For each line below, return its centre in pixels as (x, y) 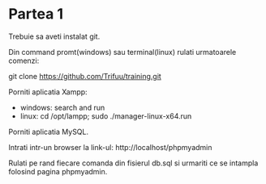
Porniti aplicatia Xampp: (48, 92)
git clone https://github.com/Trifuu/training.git (85, 76)
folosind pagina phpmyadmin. (58, 171)
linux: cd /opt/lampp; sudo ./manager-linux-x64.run (106, 116)
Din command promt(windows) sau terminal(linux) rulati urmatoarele (122, 52)
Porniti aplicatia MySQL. (49, 132)
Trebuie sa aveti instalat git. (54, 36)
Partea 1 (36, 14)
